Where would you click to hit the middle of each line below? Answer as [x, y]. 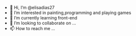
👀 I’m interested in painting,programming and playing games [70, 13]
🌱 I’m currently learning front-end [43, 18]
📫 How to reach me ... [32, 28]
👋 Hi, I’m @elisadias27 [32, 8]
